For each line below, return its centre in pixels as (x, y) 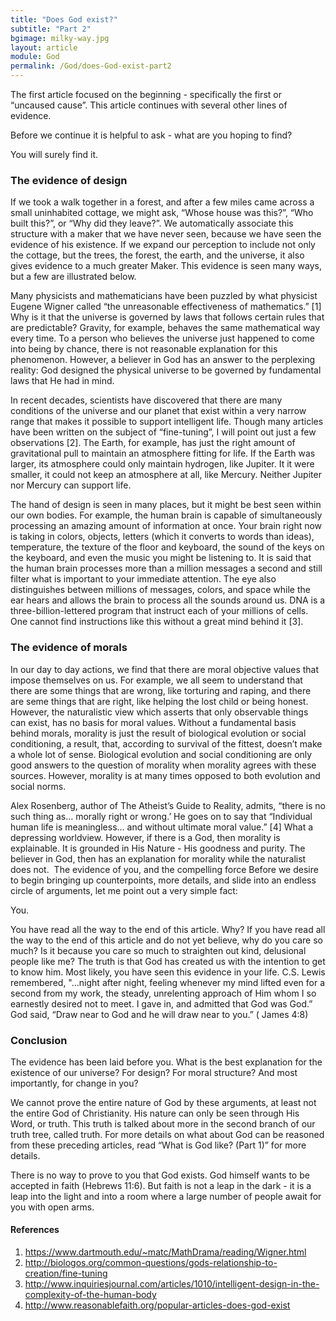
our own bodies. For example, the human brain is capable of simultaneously (166, 515)
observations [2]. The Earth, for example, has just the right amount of (153, 443)
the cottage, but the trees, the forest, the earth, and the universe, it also (157, 255)
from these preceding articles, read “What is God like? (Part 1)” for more (158, 1145)
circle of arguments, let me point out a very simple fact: (124, 890)
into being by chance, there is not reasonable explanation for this (144, 349)
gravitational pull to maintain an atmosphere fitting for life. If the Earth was (163, 453)
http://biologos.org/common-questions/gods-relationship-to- (151, 1263)
